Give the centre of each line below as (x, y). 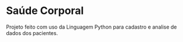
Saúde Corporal (45, 11)
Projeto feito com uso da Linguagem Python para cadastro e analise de (91, 27)
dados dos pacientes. (32, 33)
